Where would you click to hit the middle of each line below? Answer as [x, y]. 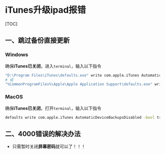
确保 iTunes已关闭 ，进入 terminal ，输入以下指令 [53, 66]
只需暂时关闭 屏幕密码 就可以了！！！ [49, 147]
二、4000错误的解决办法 [43, 134]
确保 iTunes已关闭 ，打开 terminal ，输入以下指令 [53, 108]
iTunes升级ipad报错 [45, 10]
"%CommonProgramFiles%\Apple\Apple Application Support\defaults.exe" [79, 84]
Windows [17, 55]
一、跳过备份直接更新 [37, 40]
